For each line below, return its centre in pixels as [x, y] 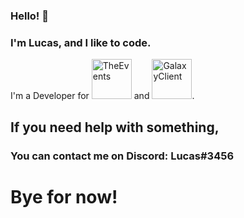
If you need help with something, [115, 127]
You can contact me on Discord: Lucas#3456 [122, 156]
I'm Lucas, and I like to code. [81, 42]
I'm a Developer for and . [102, 96]
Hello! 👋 [30, 16]
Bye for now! [64, 196]
